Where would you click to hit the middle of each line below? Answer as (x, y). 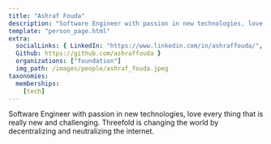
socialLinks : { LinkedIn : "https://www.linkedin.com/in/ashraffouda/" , (140, 46)
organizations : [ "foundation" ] (69, 61)
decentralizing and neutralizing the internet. (82, 131)
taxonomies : (28, 76)
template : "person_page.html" (60, 31)
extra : (19, 38)
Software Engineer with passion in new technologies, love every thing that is (136, 114)
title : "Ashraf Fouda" (47, 16)
